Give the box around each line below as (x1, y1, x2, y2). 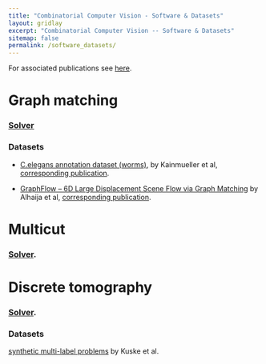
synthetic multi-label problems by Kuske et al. (8, 346, 159, 356)
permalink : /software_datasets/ (8, 42, 116, 50)
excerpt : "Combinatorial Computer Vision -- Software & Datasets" (8, 26, 235, 34)
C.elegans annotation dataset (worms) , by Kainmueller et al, (19, 159, 218, 169)
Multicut (8, 220, 66, 238)
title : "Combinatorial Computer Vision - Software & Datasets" (8, 11, 224, 20)
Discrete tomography (8, 278, 152, 296)
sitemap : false (8, 34, 59, 42)
